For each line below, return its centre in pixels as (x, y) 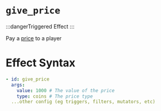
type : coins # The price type (55, 96)
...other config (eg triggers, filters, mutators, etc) (83, 102)
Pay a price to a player (34, 38)
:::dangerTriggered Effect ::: (40, 26)
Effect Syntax (41, 63)
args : (18, 85)
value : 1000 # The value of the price (66, 90)
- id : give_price (28, 79)
